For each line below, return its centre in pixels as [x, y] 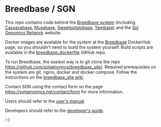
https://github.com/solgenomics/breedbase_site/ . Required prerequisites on [80, 67]
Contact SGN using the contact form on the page [54, 86]
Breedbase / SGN [40, 9]
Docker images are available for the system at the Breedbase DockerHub [78, 42]
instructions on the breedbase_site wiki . [45, 77]
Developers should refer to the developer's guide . [55, 111]
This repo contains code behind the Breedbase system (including [70, 22]
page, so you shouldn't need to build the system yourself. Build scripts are [79, 47]
